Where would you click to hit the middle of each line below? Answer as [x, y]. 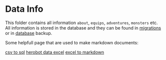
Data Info [24, 9]
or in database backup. [29, 33]
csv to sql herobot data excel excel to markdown [55, 52]
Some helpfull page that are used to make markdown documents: [72, 42]
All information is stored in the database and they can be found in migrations [83, 28]
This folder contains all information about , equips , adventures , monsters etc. [82, 23]
